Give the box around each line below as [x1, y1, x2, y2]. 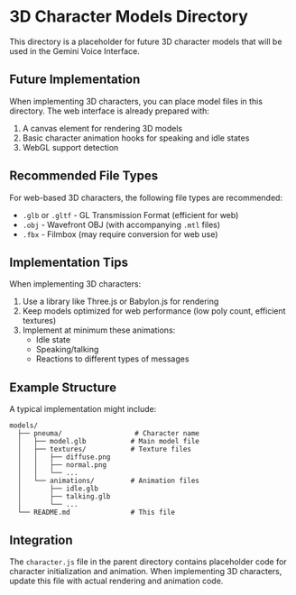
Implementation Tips [9, 254, 129, 270]
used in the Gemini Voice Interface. [9, 45, 140, 56]
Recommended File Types [9, 169, 159, 184]
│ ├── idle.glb [17, 484, 99, 493]
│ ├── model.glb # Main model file [17, 437, 200, 446]
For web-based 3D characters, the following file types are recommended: [9, 192, 282, 203]
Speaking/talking [35, 344, 99, 355]
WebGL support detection [22, 142, 119, 152]
